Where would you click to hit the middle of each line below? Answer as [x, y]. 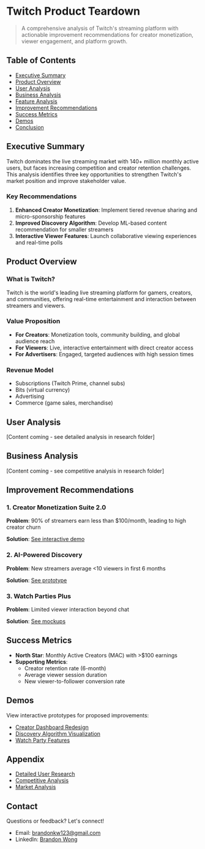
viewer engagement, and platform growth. [74, 41]
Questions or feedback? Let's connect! [55, 821]
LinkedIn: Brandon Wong [46, 839]
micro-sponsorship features [50, 216]
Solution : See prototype [37, 580]
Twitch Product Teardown [73, 11]
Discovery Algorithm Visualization [58, 733]
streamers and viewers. [36, 305]
